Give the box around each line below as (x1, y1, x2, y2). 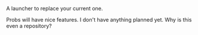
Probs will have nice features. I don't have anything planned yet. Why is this (6, 16, 192, 23)
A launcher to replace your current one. (6, 5, 103, 12)
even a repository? (6, 23, 52, 29)
